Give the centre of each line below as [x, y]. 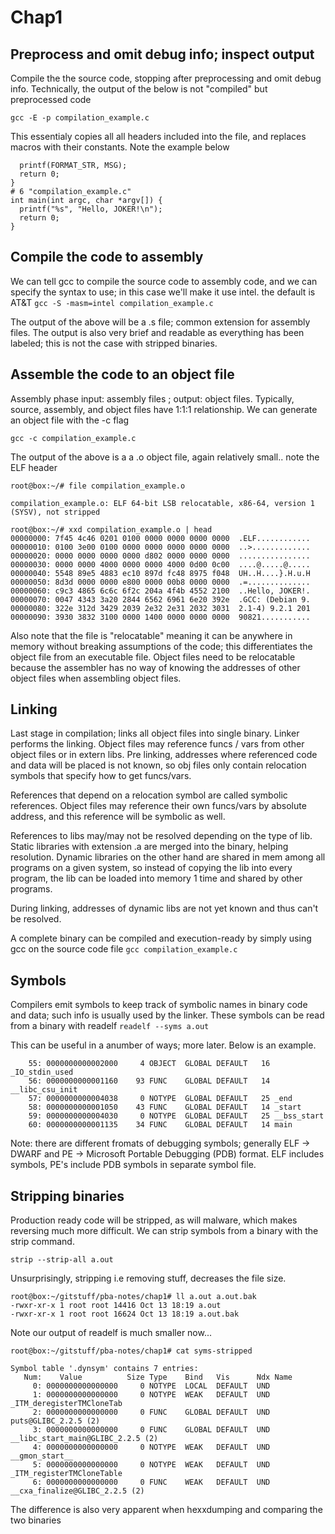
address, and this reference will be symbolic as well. [118, 817]
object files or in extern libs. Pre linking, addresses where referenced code [164, 755]
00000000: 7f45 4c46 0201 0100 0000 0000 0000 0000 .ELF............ [160, 538]
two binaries [36, 1520]
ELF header [34, 467]
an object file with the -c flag [70, 420]
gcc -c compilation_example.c [73, 438]
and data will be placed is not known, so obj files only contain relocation [158, 765]
